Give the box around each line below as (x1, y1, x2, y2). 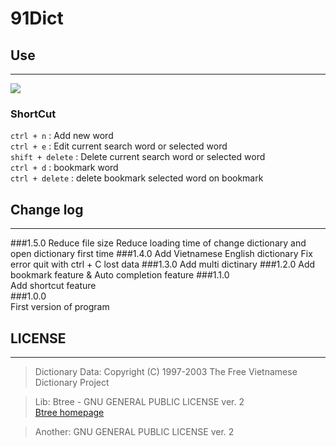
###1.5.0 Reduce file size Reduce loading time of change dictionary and (10, 237, 307, 249)
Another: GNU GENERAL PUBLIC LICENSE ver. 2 (34, 425, 235, 437)
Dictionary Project (34, 376, 110, 388)
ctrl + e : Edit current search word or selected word (10, 140, 228, 152)
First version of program (10, 301, 110, 313)
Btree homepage (34, 406, 105, 418)
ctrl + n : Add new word (10, 130, 114, 142)
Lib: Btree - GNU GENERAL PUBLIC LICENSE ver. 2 (34, 395, 245, 407)
